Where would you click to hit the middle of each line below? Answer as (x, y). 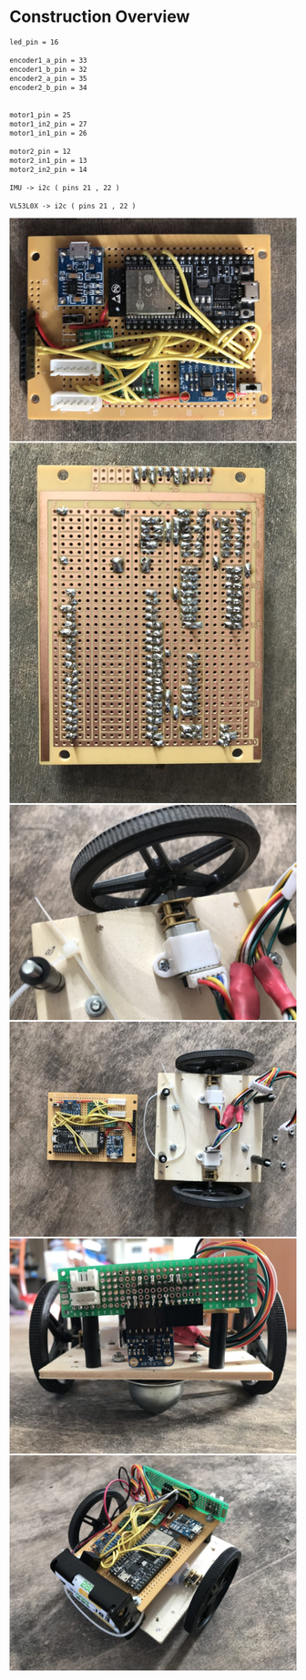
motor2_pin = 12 (40, 151)
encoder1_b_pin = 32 (49, 69)
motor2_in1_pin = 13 (49, 160)
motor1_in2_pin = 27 (49, 124)
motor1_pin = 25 (40, 115)
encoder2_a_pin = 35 (49, 78)
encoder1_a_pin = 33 (49, 60)
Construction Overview (100, 17)
